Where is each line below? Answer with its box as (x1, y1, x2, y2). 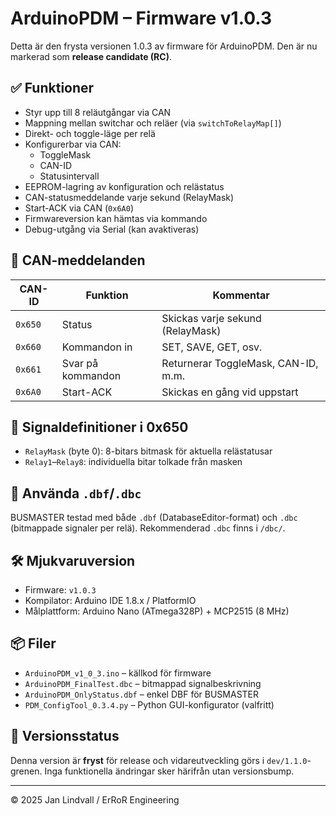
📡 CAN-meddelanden (10, 252, 146, 269)
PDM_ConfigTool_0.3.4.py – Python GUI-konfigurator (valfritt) (24, 698, 275, 711)
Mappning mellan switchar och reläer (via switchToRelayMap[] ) (24, 117, 282, 129)
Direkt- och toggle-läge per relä (24, 127, 156, 139)
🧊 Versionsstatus (10, 728, 120, 745)
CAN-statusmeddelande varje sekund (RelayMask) (24, 191, 235, 203)
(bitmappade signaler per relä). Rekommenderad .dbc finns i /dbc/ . (10, 522, 286, 534)
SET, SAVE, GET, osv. (161, 340, 263, 354)
